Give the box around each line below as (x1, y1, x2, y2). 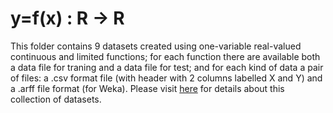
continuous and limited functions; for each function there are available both (10, 50, 321, 62)
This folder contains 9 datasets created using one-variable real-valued (10, 40, 302, 52)
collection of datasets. (10, 93, 102, 105)
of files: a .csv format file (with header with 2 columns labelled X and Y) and (10, 72, 323, 84)
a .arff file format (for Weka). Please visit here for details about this (10, 82, 285, 94)
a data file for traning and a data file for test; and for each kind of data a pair (10, 61, 324, 73)
